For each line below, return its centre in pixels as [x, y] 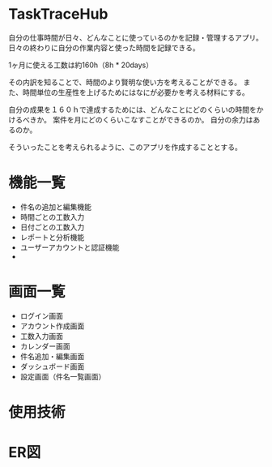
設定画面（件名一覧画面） [63, 376]
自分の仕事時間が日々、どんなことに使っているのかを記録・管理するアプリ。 [136, 37]
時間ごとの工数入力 [52, 216]
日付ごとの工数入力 [52, 227]
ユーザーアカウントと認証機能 [70, 247]
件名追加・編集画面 [52, 356]
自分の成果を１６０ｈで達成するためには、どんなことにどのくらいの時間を [132, 109]
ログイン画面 [41, 315]
